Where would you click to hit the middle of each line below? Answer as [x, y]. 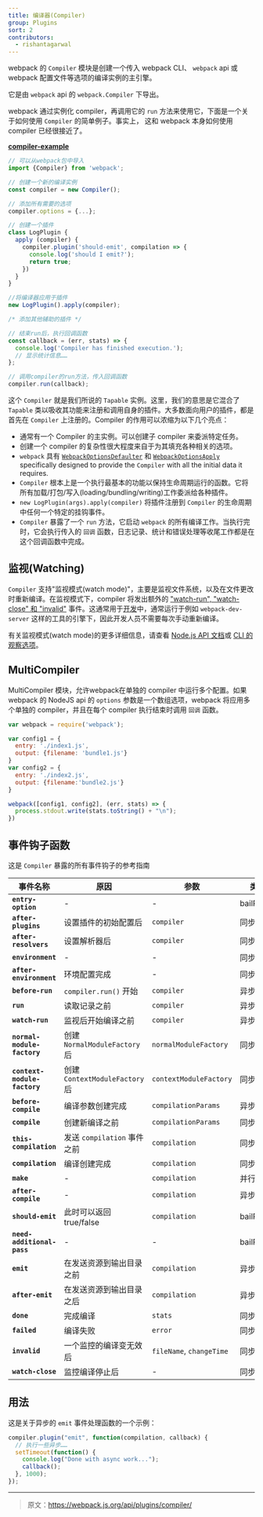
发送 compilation [95, 1137]
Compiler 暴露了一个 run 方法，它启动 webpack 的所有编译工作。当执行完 [135, 522]
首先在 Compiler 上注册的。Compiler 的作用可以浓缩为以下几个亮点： [119, 420]
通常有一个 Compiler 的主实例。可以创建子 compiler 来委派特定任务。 [131, 436]
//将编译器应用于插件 [38, 298]
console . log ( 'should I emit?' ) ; [81, 254]
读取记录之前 [88, 1006]
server [19, 619]
